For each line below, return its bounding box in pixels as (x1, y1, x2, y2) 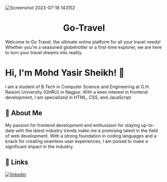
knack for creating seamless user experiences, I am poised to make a (5, 138, 148, 144)
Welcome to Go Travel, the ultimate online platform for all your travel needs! (5, 39, 161, 45)
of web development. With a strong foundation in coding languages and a (5, 133, 156, 139)
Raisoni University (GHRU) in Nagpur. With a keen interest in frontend (5, 89, 148, 95)
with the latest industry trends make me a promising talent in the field (15, 127, 158, 133)
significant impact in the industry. (5, 143, 74, 149)
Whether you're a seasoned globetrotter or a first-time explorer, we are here (5, 44, 162, 50)
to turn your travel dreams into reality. (5, 49, 83, 55)
